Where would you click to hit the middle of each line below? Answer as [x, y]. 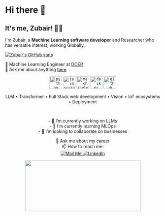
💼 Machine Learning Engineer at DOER [44, 64]
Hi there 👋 [25, 10]
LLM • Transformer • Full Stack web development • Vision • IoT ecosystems [83, 96]
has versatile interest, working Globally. [45, 45]
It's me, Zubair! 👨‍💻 [34, 28]
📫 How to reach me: [83, 146]
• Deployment [83, 102]
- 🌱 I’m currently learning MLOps [83, 126]
